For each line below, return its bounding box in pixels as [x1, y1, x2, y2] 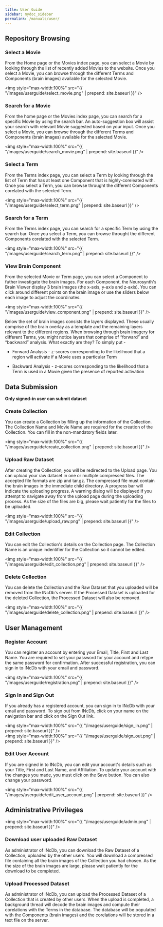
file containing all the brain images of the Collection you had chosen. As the [5, 857, 157, 864]
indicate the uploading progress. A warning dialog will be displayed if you [5, 488, 152, 494]
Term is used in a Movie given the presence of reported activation [12, 369, 145, 375]
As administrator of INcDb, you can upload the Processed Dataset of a [5, 891, 146, 897]
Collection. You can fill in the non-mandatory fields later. [5, 429, 118, 435]
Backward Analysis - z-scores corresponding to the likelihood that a [12, 363, 149, 369]
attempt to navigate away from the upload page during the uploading [5, 493, 144, 499]
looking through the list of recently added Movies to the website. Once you [5, 65, 155, 71]
